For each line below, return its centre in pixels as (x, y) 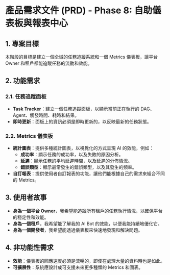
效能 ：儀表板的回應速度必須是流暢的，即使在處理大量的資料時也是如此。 (89, 261)
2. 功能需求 (23, 81)
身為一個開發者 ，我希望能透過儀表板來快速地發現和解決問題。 (78, 230)
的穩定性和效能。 (31, 217)
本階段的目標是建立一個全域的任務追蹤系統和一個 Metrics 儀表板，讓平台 (82, 57)
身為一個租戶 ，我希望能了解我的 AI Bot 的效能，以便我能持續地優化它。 (87, 223)
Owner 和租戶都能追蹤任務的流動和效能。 (49, 63)
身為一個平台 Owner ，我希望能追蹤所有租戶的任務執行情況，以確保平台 (88, 211)
